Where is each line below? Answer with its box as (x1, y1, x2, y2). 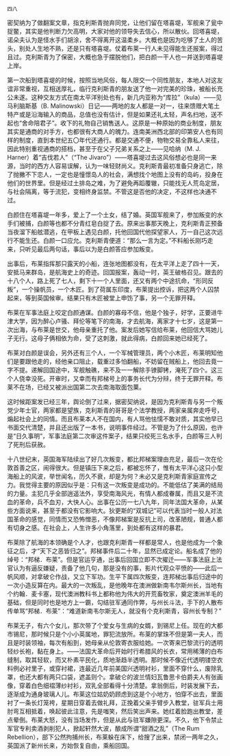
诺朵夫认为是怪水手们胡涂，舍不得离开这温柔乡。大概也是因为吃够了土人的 (7, 36, 217, 44)
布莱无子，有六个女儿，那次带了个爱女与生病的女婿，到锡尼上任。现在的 (7, 622, 211, 629)
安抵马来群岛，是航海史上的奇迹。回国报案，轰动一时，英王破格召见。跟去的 (7, 268, 223, 276)
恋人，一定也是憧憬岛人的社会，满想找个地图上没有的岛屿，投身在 (36, 170, 223, 178)
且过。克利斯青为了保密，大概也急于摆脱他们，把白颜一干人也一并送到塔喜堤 (7, 53, 223, 61)
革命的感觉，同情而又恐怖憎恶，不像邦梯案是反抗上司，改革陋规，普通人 (12, 515, 217, 523)
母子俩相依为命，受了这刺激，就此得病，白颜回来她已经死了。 (36, 334, 211, 342)
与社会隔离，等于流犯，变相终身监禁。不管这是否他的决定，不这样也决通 (7, 187, 211, 196)
